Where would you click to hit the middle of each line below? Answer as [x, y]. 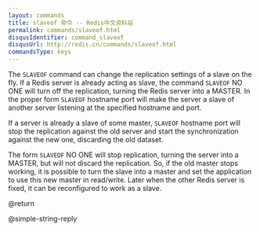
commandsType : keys [40, 52]
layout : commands [36, 15]
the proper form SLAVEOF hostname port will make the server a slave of [121, 99]
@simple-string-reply [43, 218]
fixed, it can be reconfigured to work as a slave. [85, 188]
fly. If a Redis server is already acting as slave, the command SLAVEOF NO [125, 82]
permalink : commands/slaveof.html [65, 30]
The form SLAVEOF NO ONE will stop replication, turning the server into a [123, 155]
